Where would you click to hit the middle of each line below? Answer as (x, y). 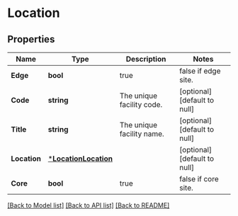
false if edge (200, 71)
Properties (31, 39)
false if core (199, 179)
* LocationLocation (80, 159)
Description (146, 59)
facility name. (142, 134)
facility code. (141, 104)
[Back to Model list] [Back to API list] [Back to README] (89, 205)
